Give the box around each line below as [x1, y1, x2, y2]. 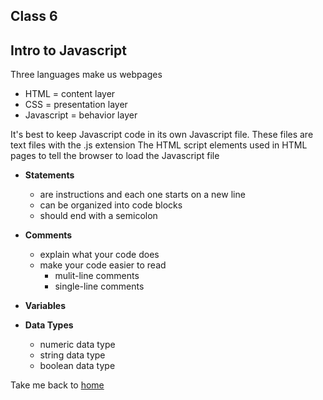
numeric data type [39, 339, 116, 351]
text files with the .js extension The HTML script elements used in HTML [10, 139, 308, 151]
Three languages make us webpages [10, 69, 163, 81]
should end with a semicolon [39, 210, 158, 222]
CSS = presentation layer [24, 99, 128, 111]
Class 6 [10, 8, 58, 25]
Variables [24, 300, 67, 312]
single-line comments [54, 280, 145, 293]
